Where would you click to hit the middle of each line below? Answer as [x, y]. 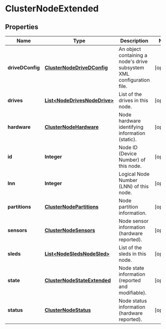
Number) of [132, 160]
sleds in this [132, 254]
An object [130, 49]
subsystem [131, 68]
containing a [133, 55]
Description [134, 41]
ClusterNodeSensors [70, 230]
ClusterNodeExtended [52, 9]
